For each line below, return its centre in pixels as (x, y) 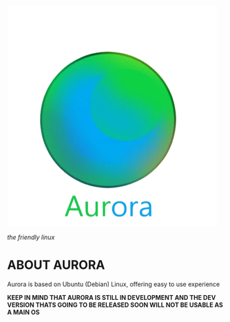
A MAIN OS (23, 312)
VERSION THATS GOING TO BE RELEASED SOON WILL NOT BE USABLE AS (115, 305)
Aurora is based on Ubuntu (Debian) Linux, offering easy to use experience (114, 284)
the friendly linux (31, 237)
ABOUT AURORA (56, 265)
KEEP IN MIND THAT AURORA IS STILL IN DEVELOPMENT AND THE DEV (112, 297)
